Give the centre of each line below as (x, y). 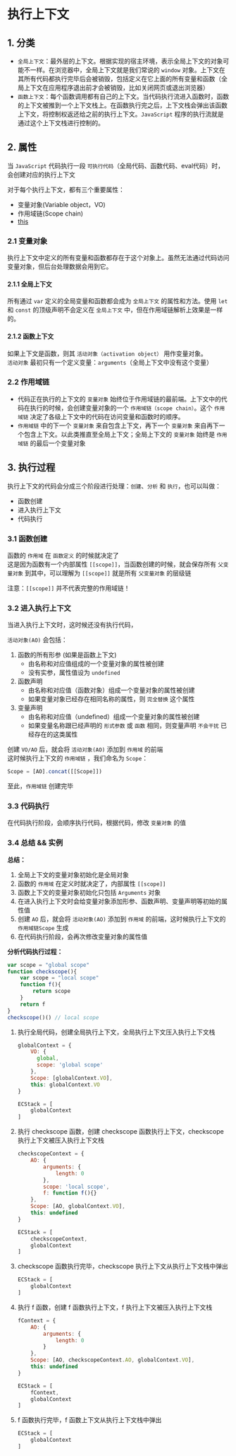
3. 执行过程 (31, 468)
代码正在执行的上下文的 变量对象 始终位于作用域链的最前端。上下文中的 (119, 399)
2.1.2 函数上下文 (31, 336)
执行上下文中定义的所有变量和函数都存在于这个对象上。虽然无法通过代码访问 (118, 258)
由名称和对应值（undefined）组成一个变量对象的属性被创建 (114, 717)
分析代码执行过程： (35, 951)
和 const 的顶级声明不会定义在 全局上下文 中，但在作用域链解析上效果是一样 (115, 310)
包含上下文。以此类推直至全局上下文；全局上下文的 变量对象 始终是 (119, 434)
